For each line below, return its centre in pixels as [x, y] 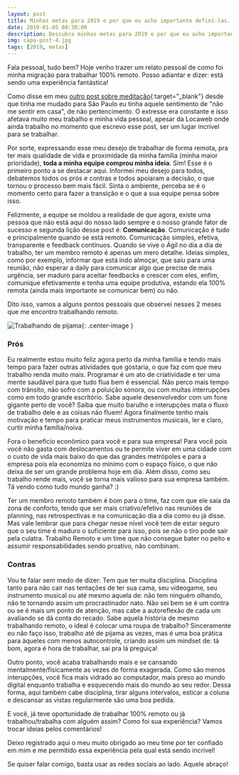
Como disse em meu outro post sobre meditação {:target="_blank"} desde [116, 96]
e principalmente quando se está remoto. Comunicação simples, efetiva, [113, 237]
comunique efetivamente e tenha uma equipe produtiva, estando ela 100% [117, 283]
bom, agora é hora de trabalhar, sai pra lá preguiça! [83, 648]
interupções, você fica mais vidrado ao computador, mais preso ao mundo [116, 677]
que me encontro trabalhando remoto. [63, 312]
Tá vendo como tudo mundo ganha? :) [63, 487]
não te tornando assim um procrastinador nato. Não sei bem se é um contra [118, 603]
